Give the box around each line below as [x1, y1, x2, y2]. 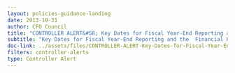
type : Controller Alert [7, 56, 77, 63]
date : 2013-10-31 [7, 17, 58, 24]
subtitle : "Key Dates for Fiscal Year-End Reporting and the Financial [7, 36, 224, 43]
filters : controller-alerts [7, 49, 90, 56]
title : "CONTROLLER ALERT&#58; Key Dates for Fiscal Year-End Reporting [7, 29, 224, 37]
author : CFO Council [7, 23, 68, 30]
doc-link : [7, 42, 36, 49]
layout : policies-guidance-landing [7, 10, 111, 17]
